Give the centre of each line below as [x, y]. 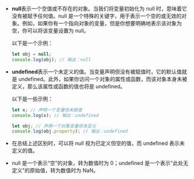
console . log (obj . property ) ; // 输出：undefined [70, 131]
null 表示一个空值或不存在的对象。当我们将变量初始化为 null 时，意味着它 [99, 9]
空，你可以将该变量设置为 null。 [50, 31]
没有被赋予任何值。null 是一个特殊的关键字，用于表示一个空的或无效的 [97, 16]
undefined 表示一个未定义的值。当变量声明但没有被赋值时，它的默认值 [97, 72]
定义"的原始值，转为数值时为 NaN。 [55, 170]
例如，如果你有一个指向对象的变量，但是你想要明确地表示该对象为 [102, 23]
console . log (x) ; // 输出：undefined [55, 115]
